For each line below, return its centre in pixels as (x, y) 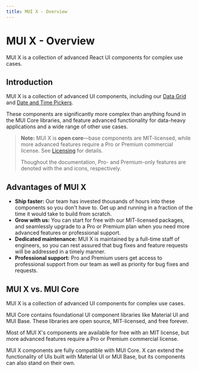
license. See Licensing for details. (62, 151)
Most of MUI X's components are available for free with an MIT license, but (98, 333)
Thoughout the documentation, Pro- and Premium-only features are (103, 162)
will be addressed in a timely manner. (60, 251)
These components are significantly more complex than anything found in (96, 114)
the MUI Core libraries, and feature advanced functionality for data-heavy (96, 120)
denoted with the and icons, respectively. (71, 169)
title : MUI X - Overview (37, 12)
